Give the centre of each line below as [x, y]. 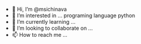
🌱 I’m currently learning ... [44, 22]
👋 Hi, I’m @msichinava [39, 9]
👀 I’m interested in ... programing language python [73, 15]
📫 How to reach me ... [39, 35]
